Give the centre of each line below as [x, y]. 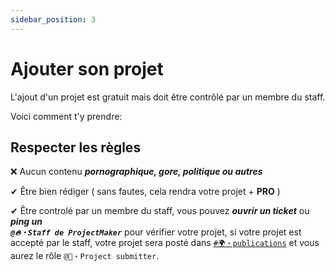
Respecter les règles [76, 147]
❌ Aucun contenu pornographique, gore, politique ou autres [136, 172]
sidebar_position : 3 [53, 19]
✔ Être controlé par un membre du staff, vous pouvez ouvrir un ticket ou [160, 211]
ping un [26, 222]
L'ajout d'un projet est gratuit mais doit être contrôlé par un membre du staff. [168, 97]
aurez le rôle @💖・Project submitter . [85, 256]
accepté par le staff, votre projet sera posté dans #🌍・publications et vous [165, 243]
